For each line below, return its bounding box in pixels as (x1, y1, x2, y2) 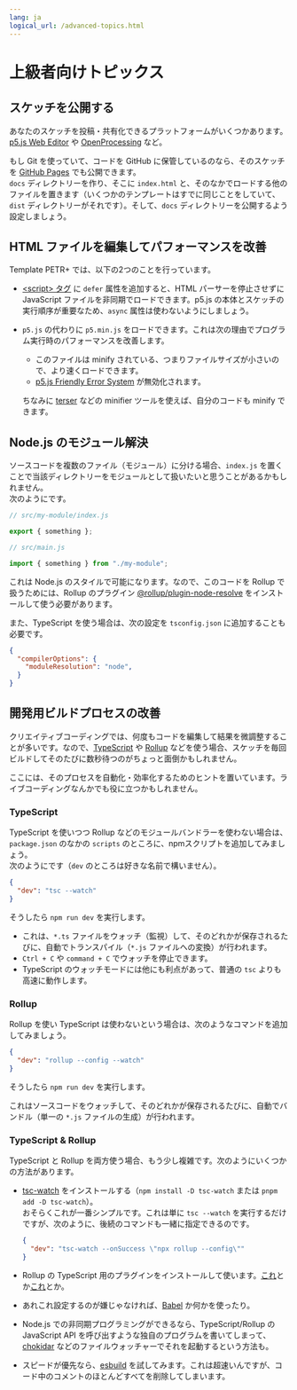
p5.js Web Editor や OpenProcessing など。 (9, 137, 167, 147)
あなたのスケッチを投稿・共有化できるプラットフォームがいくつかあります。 (9, 125, 288, 136)
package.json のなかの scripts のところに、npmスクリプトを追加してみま (9, 838, 278, 849)
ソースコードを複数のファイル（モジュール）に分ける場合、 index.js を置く (9, 460, 284, 471)
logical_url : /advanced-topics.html (9, 21, 145, 30)
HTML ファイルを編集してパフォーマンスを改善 (9, 239, 268, 254)
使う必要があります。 (39, 598, 118, 609)
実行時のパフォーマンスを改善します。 (29, 335, 170, 346)
